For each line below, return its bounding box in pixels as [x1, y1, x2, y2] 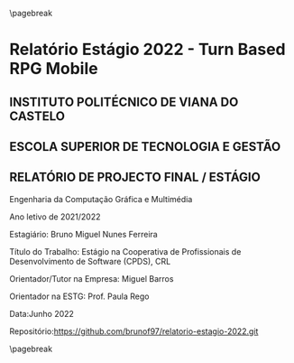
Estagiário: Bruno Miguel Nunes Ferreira [9, 228, 158, 239]
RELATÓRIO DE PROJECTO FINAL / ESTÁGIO [9, 170, 262, 185]
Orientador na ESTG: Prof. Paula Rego [9, 291, 151, 302]
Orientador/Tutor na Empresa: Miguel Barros [9, 273, 174, 284]
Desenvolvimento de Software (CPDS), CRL [9, 256, 171, 266]
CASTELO [9, 108, 66, 124]
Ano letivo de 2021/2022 [9, 211, 101, 222]
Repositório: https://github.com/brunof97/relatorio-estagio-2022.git [9, 325, 259, 337]
